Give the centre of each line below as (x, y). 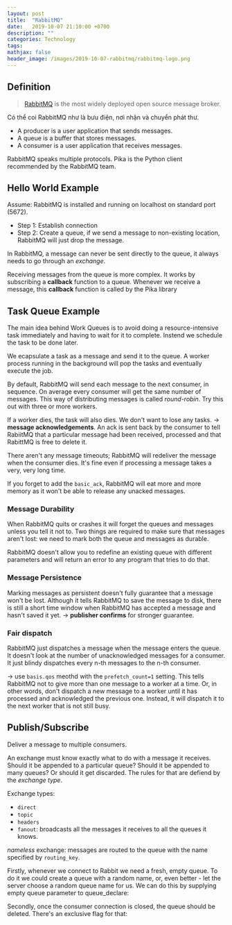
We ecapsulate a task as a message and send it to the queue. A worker (108, 356)
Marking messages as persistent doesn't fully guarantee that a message (110, 593)
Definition (29, 87)
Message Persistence (44, 578)
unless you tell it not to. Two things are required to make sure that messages (116, 531)
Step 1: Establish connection (57, 226)
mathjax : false (29, 53)
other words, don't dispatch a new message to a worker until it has (102, 691)
